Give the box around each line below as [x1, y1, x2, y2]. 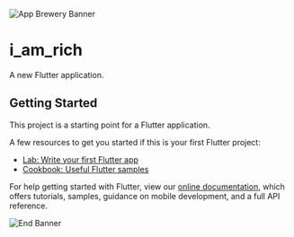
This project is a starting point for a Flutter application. [9, 119, 210, 130]
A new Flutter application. [9, 69, 104, 80]
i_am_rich [9, 40, 84, 60]
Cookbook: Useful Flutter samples [22, 163, 149, 174]
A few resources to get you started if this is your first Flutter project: [9, 136, 261, 147]
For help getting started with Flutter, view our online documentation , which [9, 180, 286, 192]
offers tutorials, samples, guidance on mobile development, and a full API [9, 190, 281, 201]
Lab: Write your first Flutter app [22, 154, 139, 165]
